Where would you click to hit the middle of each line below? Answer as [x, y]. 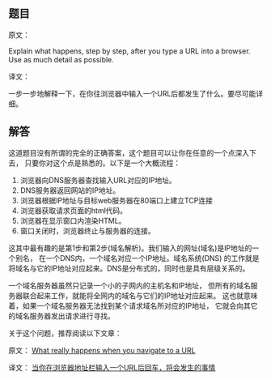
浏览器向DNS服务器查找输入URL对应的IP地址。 [98, 180]
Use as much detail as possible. [61, 59]
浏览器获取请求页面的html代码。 [74, 210]
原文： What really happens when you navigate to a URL [102, 350]
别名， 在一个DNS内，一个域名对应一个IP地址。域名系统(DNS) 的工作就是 [138, 258]
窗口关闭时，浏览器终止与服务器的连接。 [87, 231]
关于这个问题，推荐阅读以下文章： [65, 333]
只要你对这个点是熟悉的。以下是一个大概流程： [102, 163]
